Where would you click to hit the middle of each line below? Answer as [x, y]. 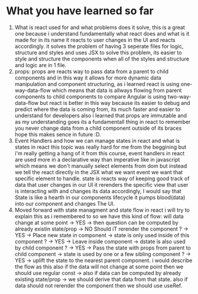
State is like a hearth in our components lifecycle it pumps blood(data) [100, 197]
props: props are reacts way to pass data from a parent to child [92, 71]
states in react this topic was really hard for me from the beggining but [100, 147]
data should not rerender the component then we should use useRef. [98, 285]
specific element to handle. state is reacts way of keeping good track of [102, 178]
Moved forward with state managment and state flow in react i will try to [102, 210]
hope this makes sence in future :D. [58, 134]
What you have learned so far [80, 11]
